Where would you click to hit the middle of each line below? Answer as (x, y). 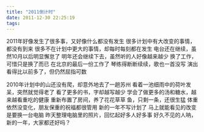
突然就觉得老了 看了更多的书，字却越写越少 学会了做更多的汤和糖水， (104, 92)
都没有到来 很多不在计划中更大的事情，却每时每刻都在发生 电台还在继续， (99, 49)
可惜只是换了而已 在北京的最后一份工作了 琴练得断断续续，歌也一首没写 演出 (102, 64)
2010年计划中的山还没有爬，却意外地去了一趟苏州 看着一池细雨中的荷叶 (96, 85)
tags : (13, 23)
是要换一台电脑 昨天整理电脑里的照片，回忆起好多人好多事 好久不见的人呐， (101, 115)
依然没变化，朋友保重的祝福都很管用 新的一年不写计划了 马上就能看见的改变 (101, 108)
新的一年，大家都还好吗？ (38, 123)
